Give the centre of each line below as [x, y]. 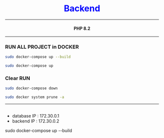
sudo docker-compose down [31, 88]
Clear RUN [18, 79]
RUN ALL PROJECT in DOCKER [42, 47]
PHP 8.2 [82, 28]
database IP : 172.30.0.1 [36, 116]
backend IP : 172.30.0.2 [36, 121]
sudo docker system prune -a [35, 97]
